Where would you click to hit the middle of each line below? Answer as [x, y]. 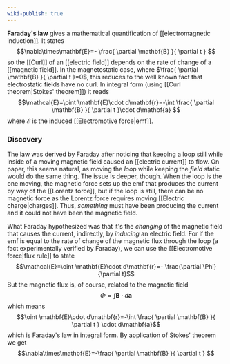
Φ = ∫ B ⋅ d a [116, 295]
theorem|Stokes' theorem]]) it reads [58, 91]
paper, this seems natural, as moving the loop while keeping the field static [113, 169]
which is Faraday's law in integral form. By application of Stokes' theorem [112, 335]
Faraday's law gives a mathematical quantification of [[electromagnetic [109, 33]
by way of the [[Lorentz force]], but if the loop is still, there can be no [105, 191]
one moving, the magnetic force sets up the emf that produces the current [113, 183]
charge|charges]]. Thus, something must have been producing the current [113, 205]
